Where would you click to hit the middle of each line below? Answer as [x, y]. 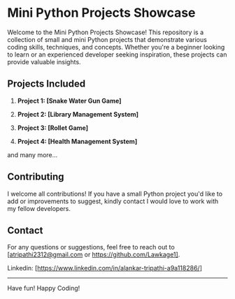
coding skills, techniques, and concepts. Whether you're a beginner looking [116, 47]
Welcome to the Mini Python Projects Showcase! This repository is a [106, 32]
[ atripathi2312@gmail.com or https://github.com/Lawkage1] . [94, 255]
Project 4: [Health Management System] [77, 141]
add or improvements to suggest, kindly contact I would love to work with [113, 201]
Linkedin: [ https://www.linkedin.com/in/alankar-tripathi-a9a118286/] [105, 268]
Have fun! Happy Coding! [44, 289]
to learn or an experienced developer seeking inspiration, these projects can [117, 54]
